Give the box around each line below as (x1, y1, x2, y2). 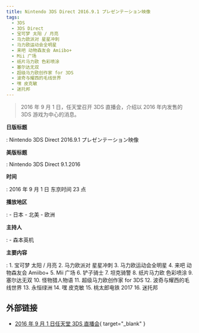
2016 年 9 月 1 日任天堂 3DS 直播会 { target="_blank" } (14, 320, 146, 327)
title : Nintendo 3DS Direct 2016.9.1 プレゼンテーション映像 (6, 8, 151, 15)
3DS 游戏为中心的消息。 (20, 111, 80, 118)
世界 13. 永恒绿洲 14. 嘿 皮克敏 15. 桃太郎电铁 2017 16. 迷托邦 (11, 284, 159, 291)
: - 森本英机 (6, 236, 34, 243)
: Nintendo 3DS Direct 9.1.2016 (6, 160, 81, 167)
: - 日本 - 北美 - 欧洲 (6, 211, 55, 218)
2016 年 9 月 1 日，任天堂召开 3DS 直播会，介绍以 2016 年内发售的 (20, 103, 183, 110)
